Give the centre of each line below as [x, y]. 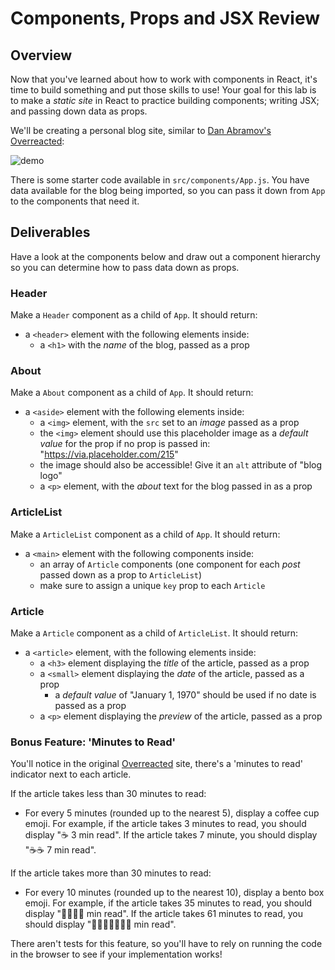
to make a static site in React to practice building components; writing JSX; [165, 100]
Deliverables [50, 232]
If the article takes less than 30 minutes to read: [108, 794]
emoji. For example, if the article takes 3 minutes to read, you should [165, 824]
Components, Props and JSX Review [165, 18]
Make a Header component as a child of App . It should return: [134, 315]
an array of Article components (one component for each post [170, 564]
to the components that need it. [75, 201]
